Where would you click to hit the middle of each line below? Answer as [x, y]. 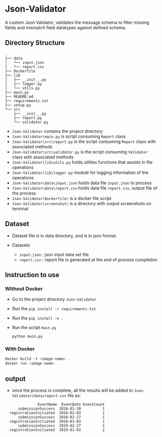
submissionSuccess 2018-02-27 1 [61, 417]
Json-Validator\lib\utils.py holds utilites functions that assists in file [82, 162]
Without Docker [24, 289]
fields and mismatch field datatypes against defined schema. [66, 27]
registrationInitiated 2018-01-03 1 [57, 421]
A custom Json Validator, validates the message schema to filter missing [77, 22]
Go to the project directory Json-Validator [54, 299]
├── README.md [19, 96]
